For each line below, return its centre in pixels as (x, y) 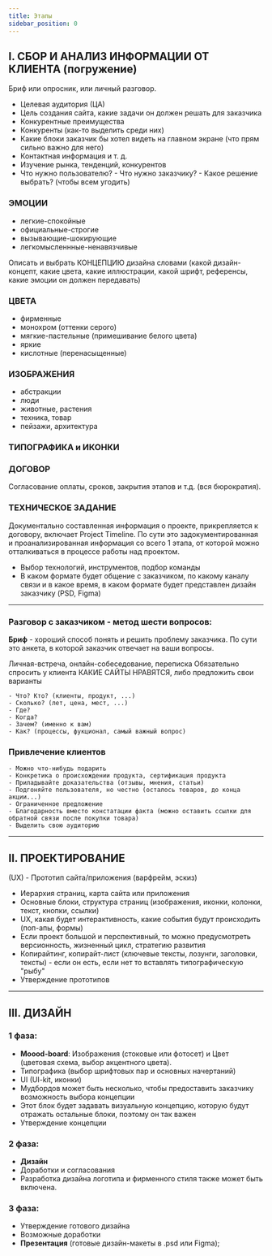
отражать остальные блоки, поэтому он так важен (108, 1114)
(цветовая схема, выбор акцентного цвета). (96, 1062)
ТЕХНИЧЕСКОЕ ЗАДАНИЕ (62, 508)
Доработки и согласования (68, 1170)
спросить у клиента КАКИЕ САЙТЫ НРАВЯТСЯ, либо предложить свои (131, 673)
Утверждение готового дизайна (75, 1226)
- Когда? (23, 717)
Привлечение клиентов (57, 751)
